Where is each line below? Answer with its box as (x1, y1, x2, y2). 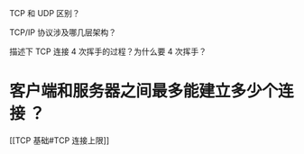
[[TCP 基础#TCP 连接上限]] (9, 134, 110, 146)
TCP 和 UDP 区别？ (9, 8, 81, 18)
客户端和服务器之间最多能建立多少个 (9, 81, 279, 102)
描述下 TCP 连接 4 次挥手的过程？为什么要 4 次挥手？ (9, 46, 207, 57)
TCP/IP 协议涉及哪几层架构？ (9, 27, 117, 38)
